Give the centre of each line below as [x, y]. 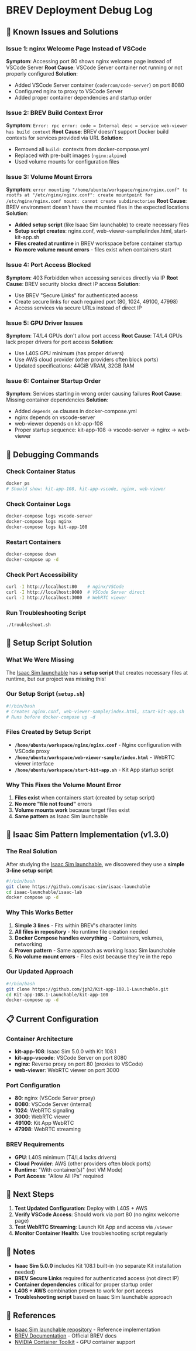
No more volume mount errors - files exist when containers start [93, 250]
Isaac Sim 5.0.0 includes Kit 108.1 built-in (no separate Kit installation [98, 1266]
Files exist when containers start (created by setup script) [85, 798]
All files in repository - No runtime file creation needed [81, 931]
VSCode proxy [32, 751]
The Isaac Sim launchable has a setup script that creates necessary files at [97, 672]
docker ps [18, 484]
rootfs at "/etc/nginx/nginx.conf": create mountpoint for [80, 195]
